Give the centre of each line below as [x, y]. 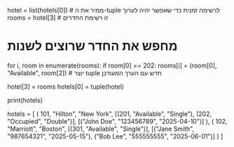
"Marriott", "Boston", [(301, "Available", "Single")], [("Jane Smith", [101, 129]
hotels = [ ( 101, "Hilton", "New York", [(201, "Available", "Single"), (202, [110, 114]
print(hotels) [25, 100]
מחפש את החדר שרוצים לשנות [92, 46]
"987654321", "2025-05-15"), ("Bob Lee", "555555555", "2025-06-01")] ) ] [115, 136]
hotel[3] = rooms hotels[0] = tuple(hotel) [66, 87]
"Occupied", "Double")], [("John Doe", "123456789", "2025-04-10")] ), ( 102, [117, 121]
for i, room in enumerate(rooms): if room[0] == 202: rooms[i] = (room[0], [112, 65]
